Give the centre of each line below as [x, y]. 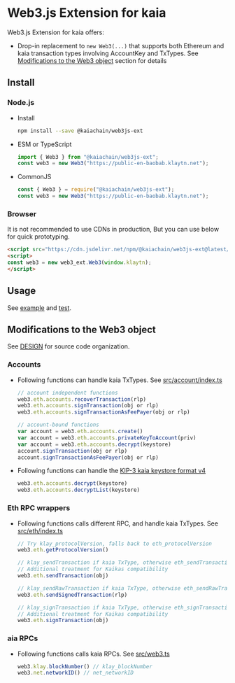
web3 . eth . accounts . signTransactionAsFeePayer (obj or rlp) [104, 412]
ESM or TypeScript [44, 144]
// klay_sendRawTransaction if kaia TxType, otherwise [99, 588]
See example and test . [40, 308]
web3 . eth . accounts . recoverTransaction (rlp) [82, 399]
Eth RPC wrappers [39, 508]
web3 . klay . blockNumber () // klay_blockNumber [85, 666]
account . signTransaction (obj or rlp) [72, 451]
